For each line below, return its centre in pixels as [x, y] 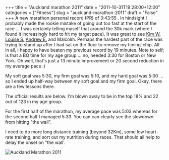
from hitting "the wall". [29, 122]
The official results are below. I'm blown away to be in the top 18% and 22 [82, 96]
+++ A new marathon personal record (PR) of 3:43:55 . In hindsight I [76, 18]
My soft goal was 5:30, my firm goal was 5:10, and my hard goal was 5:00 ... [84, 76]
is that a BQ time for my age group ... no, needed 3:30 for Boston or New [81, 55]
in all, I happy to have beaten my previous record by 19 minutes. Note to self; [85, 50]
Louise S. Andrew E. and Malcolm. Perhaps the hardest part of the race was [84, 39]
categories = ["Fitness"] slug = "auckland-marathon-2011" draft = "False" [81, 13]
